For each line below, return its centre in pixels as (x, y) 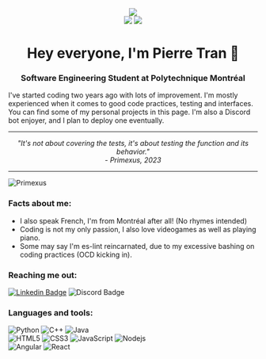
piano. (30, 238)
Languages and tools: (51, 313)
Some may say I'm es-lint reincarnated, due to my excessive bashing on (137, 246)
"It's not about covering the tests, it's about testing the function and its (133, 143)
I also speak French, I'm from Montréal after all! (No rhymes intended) (133, 220)
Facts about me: (40, 204)
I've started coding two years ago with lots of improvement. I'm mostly (123, 95)
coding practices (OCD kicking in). (76, 254)
